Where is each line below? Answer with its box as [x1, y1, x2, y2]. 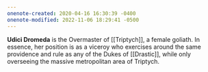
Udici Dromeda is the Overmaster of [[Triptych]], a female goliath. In [7, 35, 200, 43]
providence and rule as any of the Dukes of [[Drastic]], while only [7, 49, 192, 58]
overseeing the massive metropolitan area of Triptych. [7, 57, 159, 65]
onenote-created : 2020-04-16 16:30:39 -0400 [7, 10, 136, 17]
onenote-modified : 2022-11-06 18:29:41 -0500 [7, 16, 139, 23]
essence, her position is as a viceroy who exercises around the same [7, 43, 202, 51]
